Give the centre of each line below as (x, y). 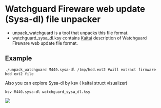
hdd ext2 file (20, 74)
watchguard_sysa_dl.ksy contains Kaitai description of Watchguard (80, 38)
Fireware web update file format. (45, 43)
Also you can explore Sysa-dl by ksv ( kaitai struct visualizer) (66, 83)
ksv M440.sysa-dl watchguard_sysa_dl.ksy (48, 92)
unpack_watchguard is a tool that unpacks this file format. (70, 33)
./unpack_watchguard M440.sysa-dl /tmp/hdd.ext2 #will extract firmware (80, 70)
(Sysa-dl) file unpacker (53, 19)
